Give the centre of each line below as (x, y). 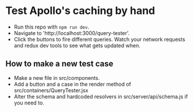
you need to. (29, 103)
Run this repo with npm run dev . (52, 27)
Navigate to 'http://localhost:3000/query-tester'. (72, 33)
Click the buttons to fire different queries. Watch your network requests (100, 39)
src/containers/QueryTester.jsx (51, 90)
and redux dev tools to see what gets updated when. (77, 45)
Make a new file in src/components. (57, 78)
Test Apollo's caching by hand (80, 11)
